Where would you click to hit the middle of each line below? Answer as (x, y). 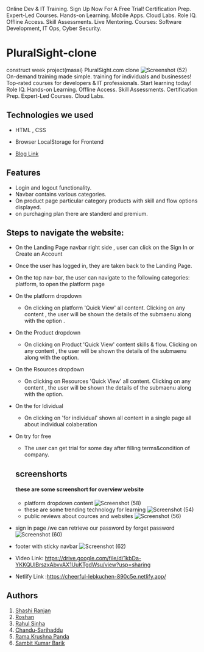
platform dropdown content (58, 503)
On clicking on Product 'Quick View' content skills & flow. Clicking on (111, 344)
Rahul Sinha (30, 623)
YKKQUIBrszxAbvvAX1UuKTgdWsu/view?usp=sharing (83, 565)
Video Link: (29, 558)
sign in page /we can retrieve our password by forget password (95, 528)
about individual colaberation (61, 424)
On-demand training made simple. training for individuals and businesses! (99, 76)
